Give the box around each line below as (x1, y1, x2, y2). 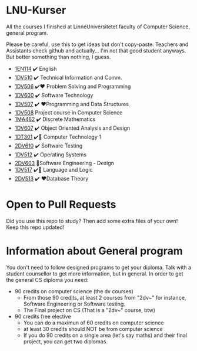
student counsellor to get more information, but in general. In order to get (6, 270, 183, 277)
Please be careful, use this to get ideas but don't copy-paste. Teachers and (6, 41, 189, 48)
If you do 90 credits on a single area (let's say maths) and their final (23, 332, 187, 339)
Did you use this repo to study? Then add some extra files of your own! (6, 217, 178, 224)
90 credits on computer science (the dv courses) (14, 287, 133, 295)
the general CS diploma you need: (6, 276, 89, 283)
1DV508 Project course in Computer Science (14, 109, 123, 116)
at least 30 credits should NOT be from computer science (23, 325, 163, 332)
